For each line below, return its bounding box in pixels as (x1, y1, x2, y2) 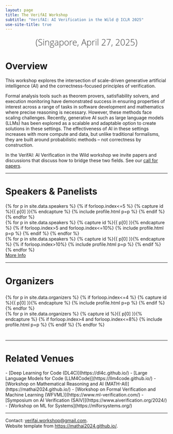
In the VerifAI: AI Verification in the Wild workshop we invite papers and (5, 152, 157, 158)
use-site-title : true (5, 22, 52, 27)
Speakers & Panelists (5, 186, 98, 197)
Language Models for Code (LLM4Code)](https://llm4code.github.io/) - (5, 375, 156, 381)
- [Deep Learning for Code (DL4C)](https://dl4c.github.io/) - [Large (5, 370, 148, 376)
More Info (5, 252, 26, 259)
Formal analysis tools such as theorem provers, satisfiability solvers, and (5, 93, 160, 99)
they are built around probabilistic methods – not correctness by (5, 137, 142, 143)
